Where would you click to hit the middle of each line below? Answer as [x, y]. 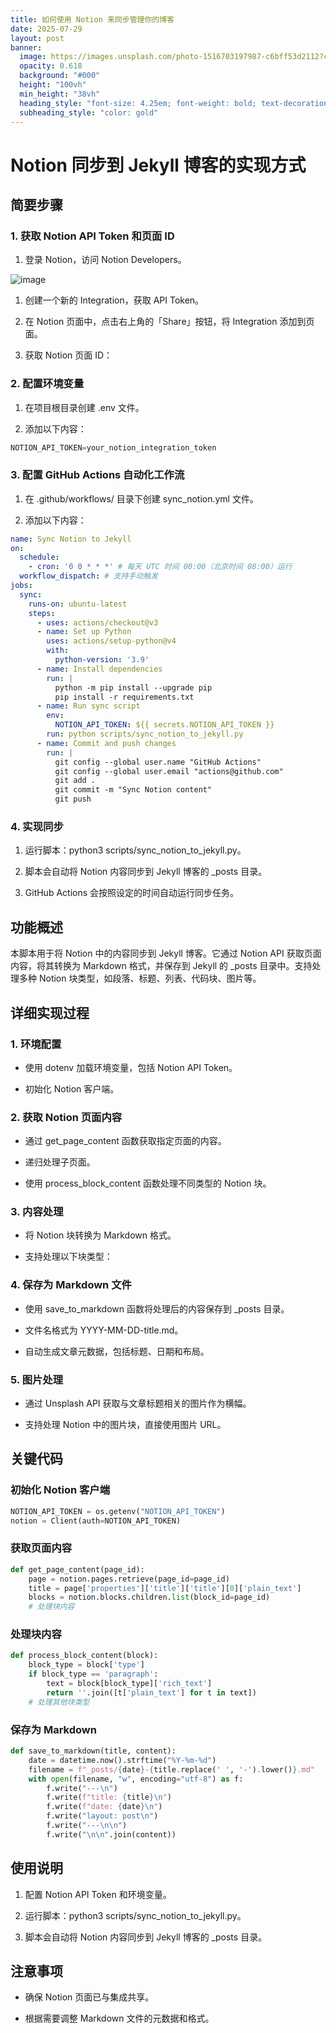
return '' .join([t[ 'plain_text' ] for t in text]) [151, 1692]
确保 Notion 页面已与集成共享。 [89, 1997]
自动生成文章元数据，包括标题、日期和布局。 [117, 1351]
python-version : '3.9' [102, 660]
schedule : [39, 557]
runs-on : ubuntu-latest [78, 604]
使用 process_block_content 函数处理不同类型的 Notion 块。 [148, 1183]
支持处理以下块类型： [68, 1257]
